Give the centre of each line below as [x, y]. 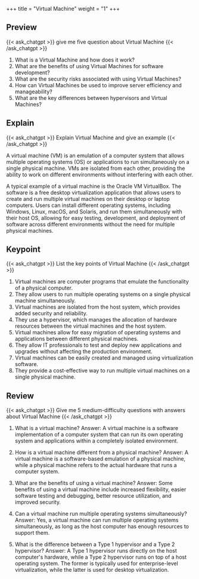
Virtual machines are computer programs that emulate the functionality [102, 282]
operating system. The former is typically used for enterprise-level [97, 563]
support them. [32, 533]
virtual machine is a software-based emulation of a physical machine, [100, 459]
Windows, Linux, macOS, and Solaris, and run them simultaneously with [94, 211]
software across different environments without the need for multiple [91, 224]
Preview [22, 27]
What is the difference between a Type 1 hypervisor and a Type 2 [95, 544]
